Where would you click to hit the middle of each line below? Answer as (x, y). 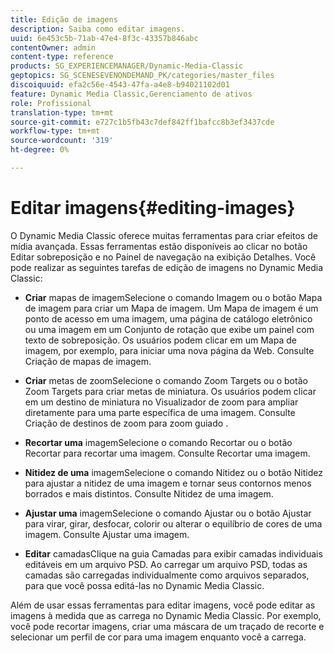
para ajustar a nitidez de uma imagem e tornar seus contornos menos (168, 483)
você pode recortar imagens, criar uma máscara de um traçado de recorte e (167, 626)
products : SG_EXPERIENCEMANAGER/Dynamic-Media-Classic (127, 66)
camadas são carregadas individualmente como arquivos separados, (167, 575)
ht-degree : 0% (40, 150)
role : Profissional (51, 103)
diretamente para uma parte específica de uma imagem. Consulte (160, 412)
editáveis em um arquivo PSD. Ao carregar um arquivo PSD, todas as (166, 564)
